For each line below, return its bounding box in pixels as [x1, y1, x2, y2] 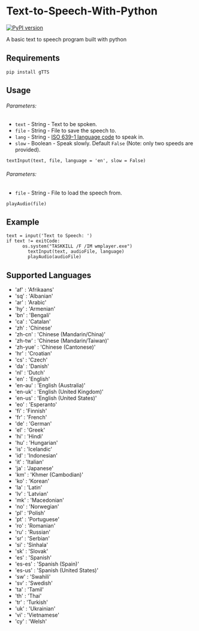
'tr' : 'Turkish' [14, 599, 48, 606]
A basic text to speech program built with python [6, 35, 127, 43]
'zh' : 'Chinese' [14, 324, 53, 331]
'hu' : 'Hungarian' [14, 439, 58, 447]
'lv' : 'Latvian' [14, 491, 49, 498]
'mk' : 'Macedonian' [14, 497, 64, 504]
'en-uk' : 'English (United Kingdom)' [14, 388, 104, 396]
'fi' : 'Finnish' [14, 407, 47, 415]
